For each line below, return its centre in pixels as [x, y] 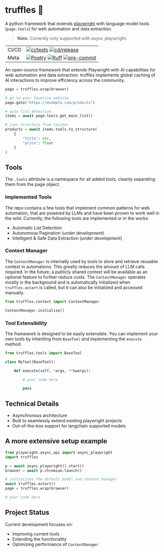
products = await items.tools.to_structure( [51, 129]
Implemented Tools [28, 197]
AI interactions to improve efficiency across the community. [65, 80]
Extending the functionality [39, 539]
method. [13, 344]
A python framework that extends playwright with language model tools [77, 24]
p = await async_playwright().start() [45, 466]
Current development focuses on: [39, 524]
